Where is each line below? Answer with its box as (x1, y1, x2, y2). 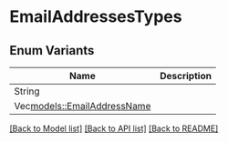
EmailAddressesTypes (9, 6, 182, 27)
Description (159, 70, 212, 82)
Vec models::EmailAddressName (14, 100, 151, 112)
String (14, 85, 40, 97)
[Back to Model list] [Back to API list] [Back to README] (9, 123, 219, 134)
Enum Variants (9, 43, 95, 58)
